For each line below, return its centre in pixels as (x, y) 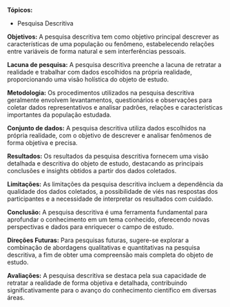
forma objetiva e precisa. (42, 143)
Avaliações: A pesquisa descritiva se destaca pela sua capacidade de (107, 276)
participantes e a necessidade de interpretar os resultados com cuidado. (110, 199)
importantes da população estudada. (59, 115)
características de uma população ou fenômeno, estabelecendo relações (111, 44)
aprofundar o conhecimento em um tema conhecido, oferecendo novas (108, 219)
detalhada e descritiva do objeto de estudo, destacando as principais (105, 164)
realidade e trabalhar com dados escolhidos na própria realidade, (100, 72)
